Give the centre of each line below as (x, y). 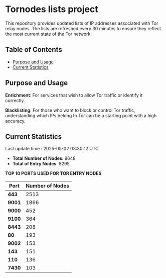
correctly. (15, 100)
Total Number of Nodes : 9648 (44, 158)
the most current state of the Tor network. (48, 34)
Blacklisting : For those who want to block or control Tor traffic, (70, 110)
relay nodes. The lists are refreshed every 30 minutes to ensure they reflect (83, 28)
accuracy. (16, 121)
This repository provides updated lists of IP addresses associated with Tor (82, 23)
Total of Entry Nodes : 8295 (41, 164)
